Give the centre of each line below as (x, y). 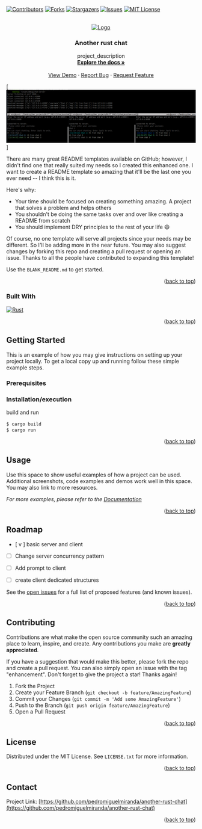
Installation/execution (39, 399)
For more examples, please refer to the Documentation (74, 499)
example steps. (25, 368)
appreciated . (23, 650)
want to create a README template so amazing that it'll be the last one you (99, 171)
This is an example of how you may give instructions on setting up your (94, 354)
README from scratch (43, 220)
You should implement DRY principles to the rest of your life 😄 (92, 227)
